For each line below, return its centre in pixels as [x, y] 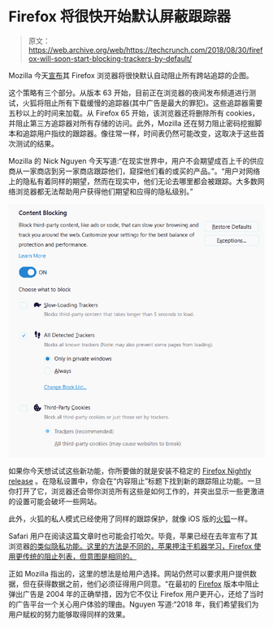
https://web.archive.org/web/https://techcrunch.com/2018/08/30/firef [145, 50]
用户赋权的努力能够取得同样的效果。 [69, 615]
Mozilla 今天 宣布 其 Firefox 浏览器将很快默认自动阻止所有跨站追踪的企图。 [131, 75]
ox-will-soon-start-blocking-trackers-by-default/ [110, 59]
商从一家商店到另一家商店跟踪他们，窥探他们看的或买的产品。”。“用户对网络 [134, 171]
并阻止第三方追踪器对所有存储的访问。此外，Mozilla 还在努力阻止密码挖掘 [132, 123]
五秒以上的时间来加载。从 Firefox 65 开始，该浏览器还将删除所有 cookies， [134, 113]
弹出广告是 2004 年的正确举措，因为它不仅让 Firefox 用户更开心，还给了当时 [136, 594]
